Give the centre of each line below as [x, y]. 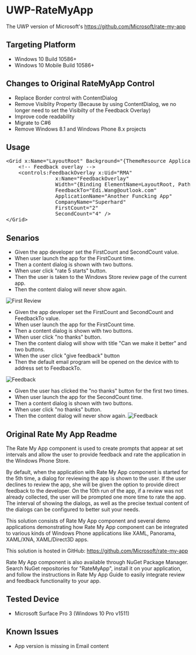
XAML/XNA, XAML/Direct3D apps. [47, 539]
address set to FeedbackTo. [48, 368]
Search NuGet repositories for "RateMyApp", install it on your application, [94, 568]
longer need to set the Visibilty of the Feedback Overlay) [83, 110]
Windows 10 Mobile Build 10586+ [54, 65]
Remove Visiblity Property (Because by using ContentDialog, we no [95, 104]
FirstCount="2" [77, 208]
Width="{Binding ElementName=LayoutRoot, [115, 185]
